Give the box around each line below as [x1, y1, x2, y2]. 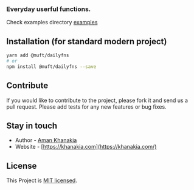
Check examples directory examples [6, 19, 98, 26]
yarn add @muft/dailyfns [6, 52, 69, 59]
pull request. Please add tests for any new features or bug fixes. [6, 103, 167, 110]
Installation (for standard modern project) [6, 36, 167, 47]
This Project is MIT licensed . [6, 177, 77, 184]
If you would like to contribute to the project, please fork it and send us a [6, 97, 189, 104]
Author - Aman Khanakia [15, 137, 77, 144]
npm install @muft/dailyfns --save [6, 63, 97, 70]
